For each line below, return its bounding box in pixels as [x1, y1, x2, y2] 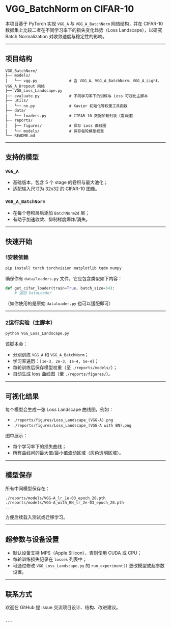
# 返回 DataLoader [14, 291, 52, 296]
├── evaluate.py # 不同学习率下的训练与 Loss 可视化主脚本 [5, 93, 148, 98]
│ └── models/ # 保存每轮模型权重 [5, 128, 104, 134]
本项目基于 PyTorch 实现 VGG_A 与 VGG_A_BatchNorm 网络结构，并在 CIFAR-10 [5, 20, 163, 27]
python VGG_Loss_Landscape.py [5, 331, 70, 336]
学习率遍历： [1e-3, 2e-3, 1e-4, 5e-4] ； [12, 358, 99, 364]
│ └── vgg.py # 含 [5, 78, 78, 83]
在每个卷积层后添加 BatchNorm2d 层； [12, 210, 90, 216]
